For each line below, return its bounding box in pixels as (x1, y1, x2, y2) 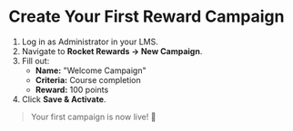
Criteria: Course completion (35, 74, 142, 85)
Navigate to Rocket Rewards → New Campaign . (21, 45, 203, 56)
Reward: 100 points (35, 84, 109, 95)
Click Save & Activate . (21, 93, 106, 105)
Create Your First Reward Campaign (8, 6, 285, 27)
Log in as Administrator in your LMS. (21, 36, 158, 47)
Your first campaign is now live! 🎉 (30, 111, 157, 122)
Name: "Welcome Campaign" (35, 65, 146, 76)
